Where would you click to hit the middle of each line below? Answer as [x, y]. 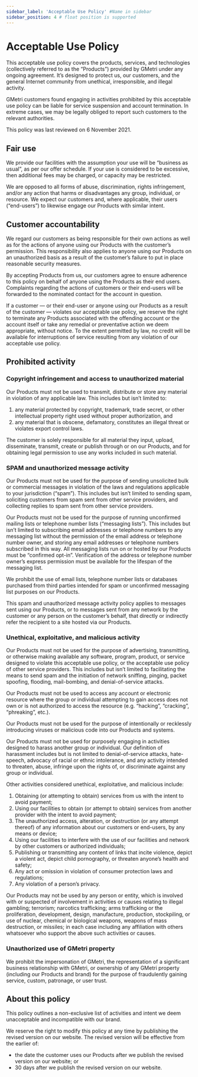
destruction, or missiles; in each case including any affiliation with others [95, 927]
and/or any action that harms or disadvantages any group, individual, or [93, 193]
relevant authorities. [30, 118]
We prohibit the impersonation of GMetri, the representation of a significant [98, 961]
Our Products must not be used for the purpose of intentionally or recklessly [99, 724]
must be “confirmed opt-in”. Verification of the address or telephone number [99, 555]
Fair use [21, 148]
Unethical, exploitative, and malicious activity [73, 637]
